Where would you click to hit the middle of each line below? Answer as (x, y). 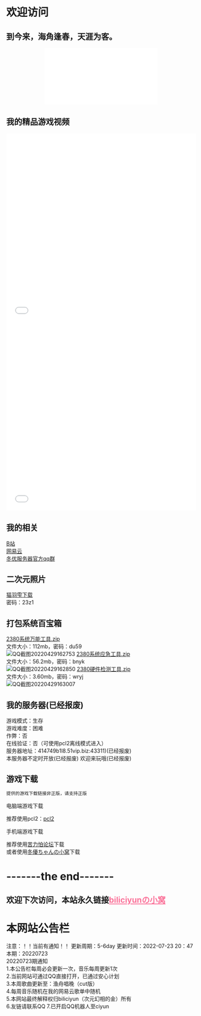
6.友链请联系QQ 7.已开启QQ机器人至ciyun (58, 1006)
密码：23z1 (20, 602)
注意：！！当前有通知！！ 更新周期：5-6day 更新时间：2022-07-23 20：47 (100, 946)
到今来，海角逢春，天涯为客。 (62, 36)
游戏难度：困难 (25, 728)
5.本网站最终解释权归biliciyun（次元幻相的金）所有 (69, 999)
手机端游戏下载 (25, 831)
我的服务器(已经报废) (45, 705)
